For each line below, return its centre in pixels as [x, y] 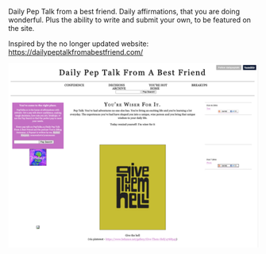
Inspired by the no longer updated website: [79, 44]
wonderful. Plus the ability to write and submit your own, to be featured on [130, 20]
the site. [21, 28]
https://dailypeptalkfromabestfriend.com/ [76, 52]
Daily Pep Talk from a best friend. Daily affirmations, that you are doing [124, 12]
